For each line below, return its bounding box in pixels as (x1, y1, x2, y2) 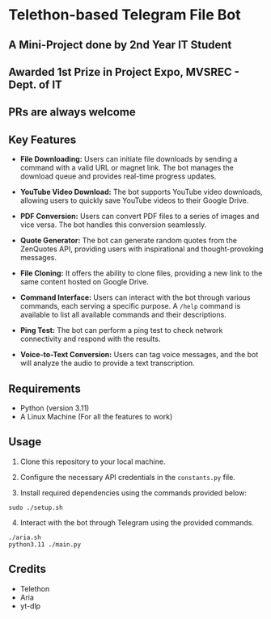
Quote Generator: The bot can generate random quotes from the (19, 236, 237, 246)
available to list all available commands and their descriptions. (19, 309, 227, 320)
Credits (8, 562, 47, 576)
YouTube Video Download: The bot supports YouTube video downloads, (19, 187, 263, 197)
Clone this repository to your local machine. (19, 457, 166, 466)
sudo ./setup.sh (8, 503, 63, 512)
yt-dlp (19, 600, 41, 611)
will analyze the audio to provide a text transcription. (19, 358, 196, 368)
